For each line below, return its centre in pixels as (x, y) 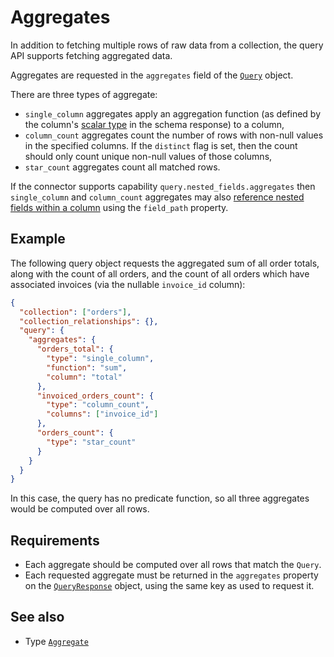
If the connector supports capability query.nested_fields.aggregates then (163, 186)
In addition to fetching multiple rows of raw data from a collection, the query (167, 45)
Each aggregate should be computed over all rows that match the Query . (173, 565)
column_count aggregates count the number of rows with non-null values (174, 135)
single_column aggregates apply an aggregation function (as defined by (173, 113)
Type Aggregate (56, 641)
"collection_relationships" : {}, (89, 321)
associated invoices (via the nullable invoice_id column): (128, 284)
